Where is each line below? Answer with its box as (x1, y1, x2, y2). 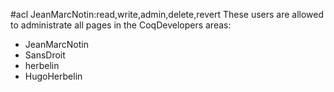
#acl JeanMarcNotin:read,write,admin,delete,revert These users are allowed (10, 9, 325, 20)
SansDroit (24, 49, 66, 61)
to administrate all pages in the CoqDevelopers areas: (10, 19, 232, 31)
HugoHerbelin (24, 70, 83, 82)
